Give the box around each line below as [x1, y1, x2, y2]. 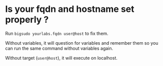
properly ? [5, 14, 49, 25]
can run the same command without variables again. [5, 45, 113, 51]
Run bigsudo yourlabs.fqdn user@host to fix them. [5, 30, 108, 36]
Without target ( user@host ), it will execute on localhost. [5, 55, 117, 61]
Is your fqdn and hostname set [5, 3, 134, 15]
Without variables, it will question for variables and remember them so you [5, 40, 158, 46]
